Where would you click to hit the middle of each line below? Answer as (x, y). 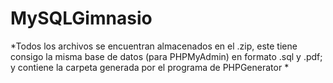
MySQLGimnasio (81, 18)
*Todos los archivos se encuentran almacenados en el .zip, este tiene (154, 46)
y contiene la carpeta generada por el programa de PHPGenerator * (150, 67)
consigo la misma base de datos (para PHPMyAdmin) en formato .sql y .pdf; (166, 56)
